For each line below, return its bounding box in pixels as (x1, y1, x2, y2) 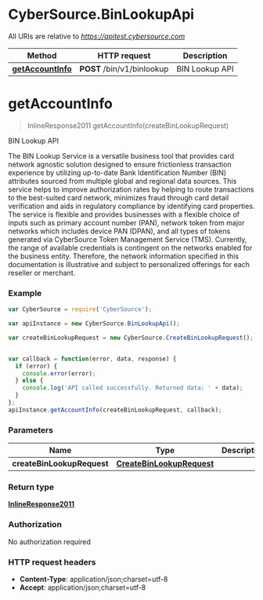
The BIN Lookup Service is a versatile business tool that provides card (8, 151, 235, 160)
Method (27, 49, 57, 60)
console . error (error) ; (22, 369, 96, 378)
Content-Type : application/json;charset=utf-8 (19, 574, 168, 584)
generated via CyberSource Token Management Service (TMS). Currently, (8, 234, 247, 244)
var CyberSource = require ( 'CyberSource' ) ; (8, 305, 153, 313)
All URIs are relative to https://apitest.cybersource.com (8, 31, 186, 41)
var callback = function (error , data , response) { (8, 355, 177, 363)
